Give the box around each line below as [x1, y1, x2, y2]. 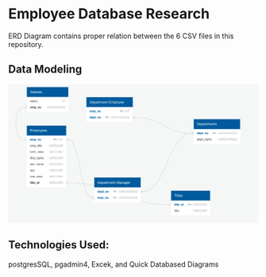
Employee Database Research [8, 5, 210, 23]
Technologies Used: [8, 238, 110, 252]
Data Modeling [8, 63, 83, 76]
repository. [8, 39, 44, 49]
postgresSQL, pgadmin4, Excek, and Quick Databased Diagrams [8, 259, 219, 269]
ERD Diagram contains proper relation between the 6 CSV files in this [8, 31, 234, 41]
